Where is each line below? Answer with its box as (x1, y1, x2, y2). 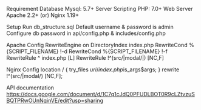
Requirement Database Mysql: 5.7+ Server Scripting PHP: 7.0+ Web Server (6, 5, 193, 12)
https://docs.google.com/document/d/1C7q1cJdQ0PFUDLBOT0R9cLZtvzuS (6, 91, 196, 97)
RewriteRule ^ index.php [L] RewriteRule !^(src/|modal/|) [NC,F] (6, 54, 164, 61)
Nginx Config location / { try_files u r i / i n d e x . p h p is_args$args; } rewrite (6, 66, 180, 73)
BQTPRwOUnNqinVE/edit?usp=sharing (6, 97, 104, 104)
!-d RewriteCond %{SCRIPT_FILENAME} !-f (60, 48, 168, 55)
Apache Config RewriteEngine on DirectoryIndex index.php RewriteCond (6, 42, 188, 48)
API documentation (6, 84, 55, 91)
